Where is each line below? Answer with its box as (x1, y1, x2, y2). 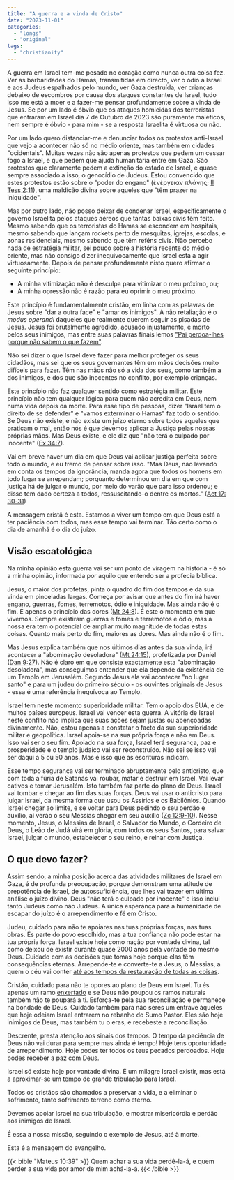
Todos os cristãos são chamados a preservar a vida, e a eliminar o (7, 1088, 198, 1096)
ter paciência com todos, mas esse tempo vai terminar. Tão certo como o (7, 517, 217, 526)
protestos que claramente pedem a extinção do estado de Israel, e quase (7, 163, 217, 172)
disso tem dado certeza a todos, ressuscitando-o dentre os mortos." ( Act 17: (7, 489, 226, 498)
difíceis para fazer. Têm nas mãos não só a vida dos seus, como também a (7, 366, 221, 374)
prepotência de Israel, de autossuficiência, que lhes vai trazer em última (7, 887, 214, 895)
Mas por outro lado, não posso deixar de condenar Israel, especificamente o (7, 207, 227, 215)
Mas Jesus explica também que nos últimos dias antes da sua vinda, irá (7, 643, 213, 651)
